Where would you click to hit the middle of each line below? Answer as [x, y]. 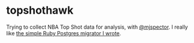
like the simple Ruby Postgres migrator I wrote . [64, 33]
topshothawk [40, 10]
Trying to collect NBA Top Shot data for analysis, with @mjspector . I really [97, 27]
